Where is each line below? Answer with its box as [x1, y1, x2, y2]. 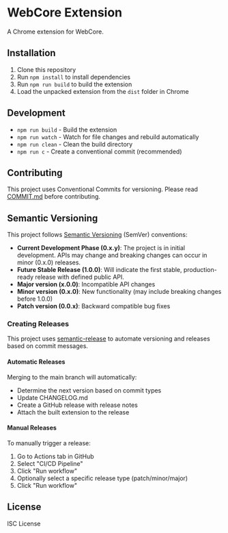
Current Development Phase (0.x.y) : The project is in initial [16, 244, 186, 252]
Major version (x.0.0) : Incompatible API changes [16, 280, 156, 288]
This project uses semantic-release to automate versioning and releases [7, 334, 210, 343]
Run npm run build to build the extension [16, 80, 132, 88]
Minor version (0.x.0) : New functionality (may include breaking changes [16, 288, 222, 296]
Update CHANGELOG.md [16, 393, 89, 401]
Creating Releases [7, 319, 70, 329]
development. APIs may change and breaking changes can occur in [16, 251, 208, 260]
